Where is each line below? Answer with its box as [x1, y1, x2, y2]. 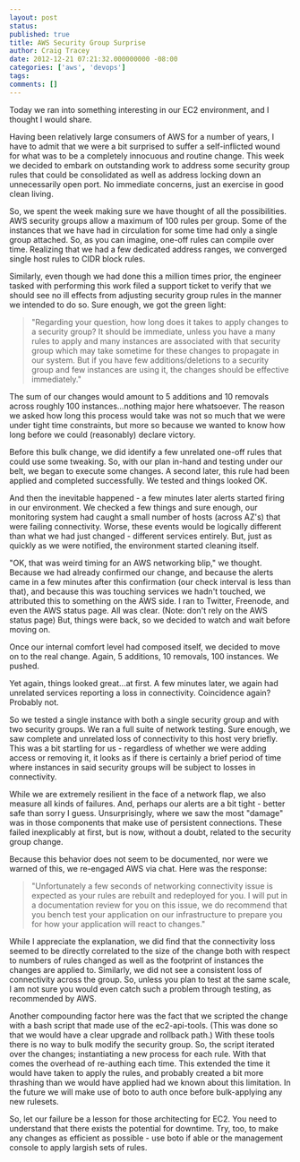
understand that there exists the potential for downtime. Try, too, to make [9, 1123, 279, 1133]
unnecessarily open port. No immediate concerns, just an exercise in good [9, 178, 284, 189]
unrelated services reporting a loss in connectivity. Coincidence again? [9, 687, 271, 698]
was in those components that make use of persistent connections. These [9, 817, 282, 828]
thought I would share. [9, 114, 92, 125]
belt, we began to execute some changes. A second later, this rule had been [9, 465, 290, 476]
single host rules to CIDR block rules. [9, 253, 146, 264]
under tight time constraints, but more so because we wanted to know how [9, 419, 286, 430]
